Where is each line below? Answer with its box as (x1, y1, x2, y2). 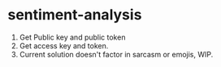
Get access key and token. (19, 40, 109, 50)
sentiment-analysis (7, 6, 142, 24)
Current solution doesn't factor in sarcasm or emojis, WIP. (19, 49, 214, 59)
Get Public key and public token (19, 32, 126, 42)
